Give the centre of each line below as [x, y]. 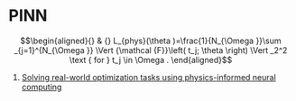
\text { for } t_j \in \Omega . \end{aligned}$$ [151, 60]
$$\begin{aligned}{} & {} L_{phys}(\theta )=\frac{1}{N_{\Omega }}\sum [151, 41]
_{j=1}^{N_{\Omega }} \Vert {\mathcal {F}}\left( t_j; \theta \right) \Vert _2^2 [151, 50]
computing [42, 87]
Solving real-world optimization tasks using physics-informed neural [148, 77]
